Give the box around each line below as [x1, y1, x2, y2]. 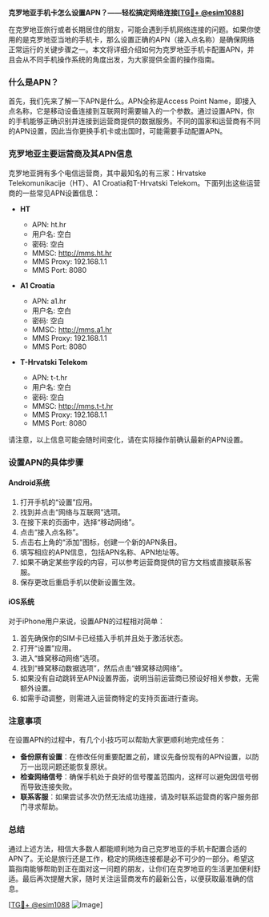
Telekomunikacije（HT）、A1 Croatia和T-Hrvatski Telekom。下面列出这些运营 [8, 178, 261, 187]
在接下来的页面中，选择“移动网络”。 [19, 517, 139, 527]
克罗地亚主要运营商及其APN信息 [8, 148, 133, 159]
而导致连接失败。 [19, 782, 77, 791]
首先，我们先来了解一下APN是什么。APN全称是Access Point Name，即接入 [8, 96, 257, 106]
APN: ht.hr [31, 219, 66, 229]
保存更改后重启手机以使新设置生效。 [19, 577, 140, 587]
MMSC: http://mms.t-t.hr [31, 401, 114, 410]
